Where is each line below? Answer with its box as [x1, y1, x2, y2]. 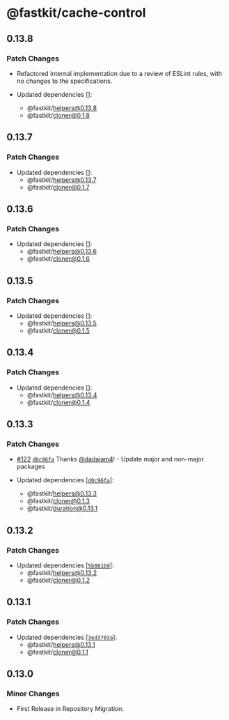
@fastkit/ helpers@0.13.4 [26, 390, 97, 399]
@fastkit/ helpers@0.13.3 [26, 489, 97, 498]
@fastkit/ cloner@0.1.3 [26, 497, 90, 505]
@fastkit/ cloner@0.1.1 [26, 648, 88, 656]
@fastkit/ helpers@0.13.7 [26, 176, 97, 184]
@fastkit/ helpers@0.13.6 [26, 247, 97, 256]
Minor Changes [6, 689, 60, 698]
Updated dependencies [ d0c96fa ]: [16, 476, 114, 484]
